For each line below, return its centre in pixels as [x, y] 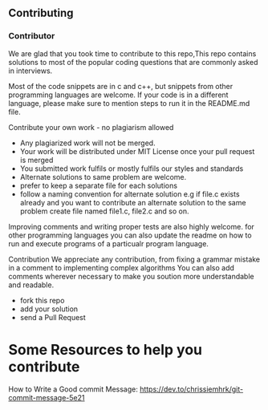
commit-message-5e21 [47, 397]
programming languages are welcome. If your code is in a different [118, 95]
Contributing [41, 13]
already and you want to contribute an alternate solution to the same [133, 202]
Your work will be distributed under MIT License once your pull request [137, 151]
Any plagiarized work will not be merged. [87, 143]
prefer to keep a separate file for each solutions [99, 185]
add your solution [49, 309]
